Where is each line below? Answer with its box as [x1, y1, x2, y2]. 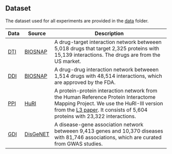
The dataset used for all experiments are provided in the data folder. [5, 17, 149, 24]
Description [94, 30, 124, 37]
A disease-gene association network [54, 121, 144, 128]
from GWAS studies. [54, 140, 103, 147]
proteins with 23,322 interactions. [54, 113, 137, 120]
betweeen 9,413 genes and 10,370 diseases [54, 127, 163, 135]
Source [28, 30, 46, 37]
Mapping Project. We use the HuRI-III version [54, 100, 163, 107]
